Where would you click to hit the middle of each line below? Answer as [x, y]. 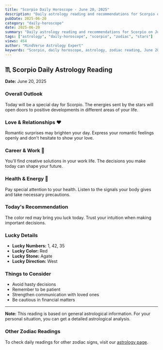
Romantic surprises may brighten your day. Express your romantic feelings [80, 133]
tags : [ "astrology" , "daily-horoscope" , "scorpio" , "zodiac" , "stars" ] [79, 37]
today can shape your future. [34, 166]
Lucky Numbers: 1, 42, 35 [38, 246]
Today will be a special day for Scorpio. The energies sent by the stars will [79, 104]
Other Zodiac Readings [33, 332]
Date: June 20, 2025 [26, 81]
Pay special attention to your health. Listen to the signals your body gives [78, 189]
